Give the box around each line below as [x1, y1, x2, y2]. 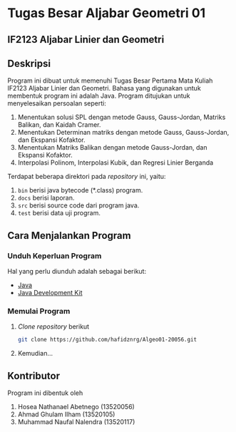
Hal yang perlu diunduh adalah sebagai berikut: [7, 267, 147, 276]
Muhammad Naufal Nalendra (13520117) [17, 418, 135, 426]
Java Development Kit [17, 289, 83, 297]
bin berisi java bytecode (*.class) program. [17, 186, 143, 195]
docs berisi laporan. [17, 194, 75, 202]
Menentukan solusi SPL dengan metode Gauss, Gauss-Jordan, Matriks [17, 113, 226, 122]
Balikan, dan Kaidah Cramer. [17, 120, 101, 129]
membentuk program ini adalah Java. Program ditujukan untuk [7, 91, 190, 101]
